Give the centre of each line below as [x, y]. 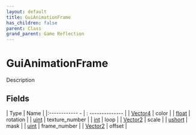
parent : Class [24, 28]
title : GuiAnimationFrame [38, 17]
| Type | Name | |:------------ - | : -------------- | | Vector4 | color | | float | [98, 113]
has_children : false [32, 23]
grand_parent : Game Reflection [45, 34]
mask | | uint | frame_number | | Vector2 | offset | [67, 125]
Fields [18, 99]
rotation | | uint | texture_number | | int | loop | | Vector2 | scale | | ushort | [97, 119]
